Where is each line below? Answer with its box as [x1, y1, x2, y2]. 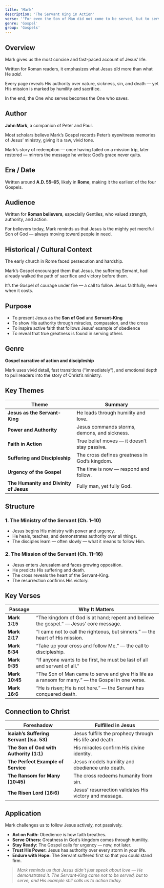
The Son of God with [7, 744, 57, 751]
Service [7, 764, 26, 771]
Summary [104, 401, 128, 408]
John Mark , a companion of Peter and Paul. [5, 122, 93, 128]
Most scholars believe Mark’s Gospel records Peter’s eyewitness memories [5, 132, 156, 137]
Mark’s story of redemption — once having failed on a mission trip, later [5, 146, 149, 152]
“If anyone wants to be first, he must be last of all [36, 657, 148, 663]
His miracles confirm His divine [73, 744, 145, 751]
